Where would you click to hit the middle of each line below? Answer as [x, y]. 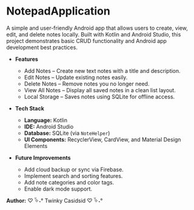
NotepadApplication [58, 11]
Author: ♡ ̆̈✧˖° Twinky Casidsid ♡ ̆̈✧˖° [55, 200]
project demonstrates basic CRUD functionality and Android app [86, 41]
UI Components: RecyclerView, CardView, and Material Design [102, 139]
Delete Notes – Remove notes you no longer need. [87, 84]
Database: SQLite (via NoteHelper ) [67, 133]
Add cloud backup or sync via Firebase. [74, 169]
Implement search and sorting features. [73, 176]
